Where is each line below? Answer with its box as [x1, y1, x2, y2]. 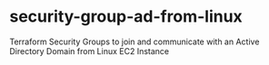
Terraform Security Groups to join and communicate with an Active [9, 36, 260, 47]
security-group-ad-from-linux [9, 6, 243, 27]
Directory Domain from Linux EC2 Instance [9, 45, 170, 56]
